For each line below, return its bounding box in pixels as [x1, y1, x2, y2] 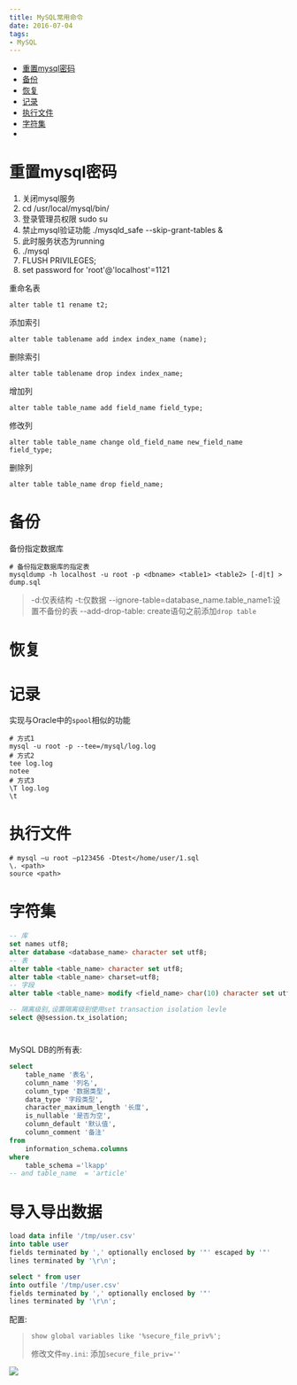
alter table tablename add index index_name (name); [9, 335, 208, 344]
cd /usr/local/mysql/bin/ [21, 203, 110, 214]
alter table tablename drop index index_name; [9, 370, 184, 378]
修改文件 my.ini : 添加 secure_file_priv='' [30, 1349, 181, 1359]
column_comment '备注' [25, 1128, 106, 1137]
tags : [9, 29, 29, 38]
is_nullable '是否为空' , [25, 1111, 111, 1121]
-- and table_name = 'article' [9, 1169, 128, 1179]
